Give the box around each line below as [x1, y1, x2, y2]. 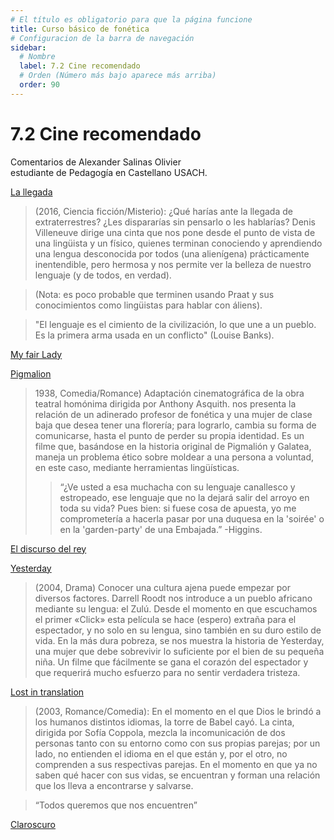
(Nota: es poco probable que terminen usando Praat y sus [34, 288, 275, 300]
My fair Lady [10, 348, 63, 360]
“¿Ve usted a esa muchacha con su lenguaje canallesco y [59, 481, 296, 493]
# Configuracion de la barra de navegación [10, 33, 195, 43]
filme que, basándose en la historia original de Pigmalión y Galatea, [34, 440, 312, 452]
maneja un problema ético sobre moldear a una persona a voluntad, [34, 451, 315, 463]
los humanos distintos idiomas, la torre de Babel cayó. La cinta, [34, 716, 295, 728]
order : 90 [19, 80, 60, 90]
